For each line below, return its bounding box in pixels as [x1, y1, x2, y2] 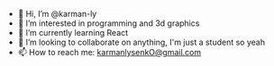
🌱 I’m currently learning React [17, 28, 129, 37]
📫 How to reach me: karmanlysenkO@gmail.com [17, 47, 202, 57]
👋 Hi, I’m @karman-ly [17, 9, 97, 19]
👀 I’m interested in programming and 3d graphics [17, 18, 200, 29]
